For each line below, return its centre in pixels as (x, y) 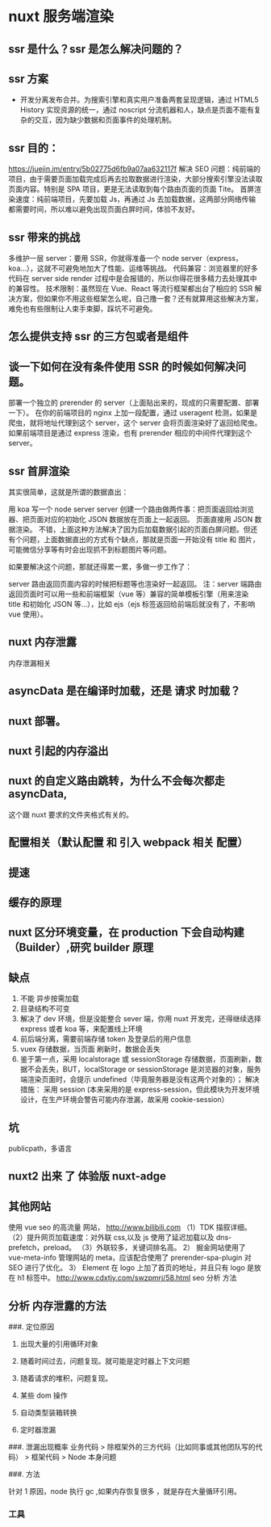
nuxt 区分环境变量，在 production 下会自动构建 (126, 933)
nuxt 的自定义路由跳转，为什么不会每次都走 (117, 781)
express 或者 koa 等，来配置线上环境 (81, 1029)
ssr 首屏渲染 (39, 471)
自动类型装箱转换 (48, 1413)
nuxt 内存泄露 (43, 642)
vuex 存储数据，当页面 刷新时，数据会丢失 (90, 1049)
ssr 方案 (29, 79)
